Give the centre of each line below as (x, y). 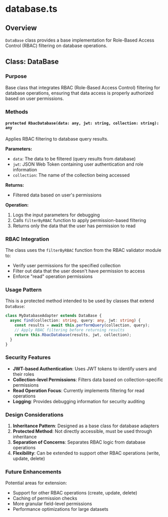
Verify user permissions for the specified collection (67, 266)
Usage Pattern (24, 290)
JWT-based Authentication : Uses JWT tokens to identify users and (85, 369)
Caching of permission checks (45, 499)
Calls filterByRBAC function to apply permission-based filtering (79, 220)
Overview (21, 28)
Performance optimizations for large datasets (60, 509)
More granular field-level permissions (52, 504)
